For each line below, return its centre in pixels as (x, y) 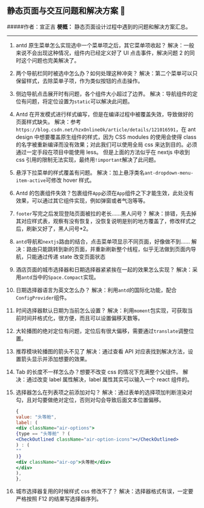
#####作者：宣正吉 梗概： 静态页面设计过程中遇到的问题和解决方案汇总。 (99, 27)
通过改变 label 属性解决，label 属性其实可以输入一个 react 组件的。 (110, 379)
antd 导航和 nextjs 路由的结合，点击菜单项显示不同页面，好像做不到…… (103, 241)
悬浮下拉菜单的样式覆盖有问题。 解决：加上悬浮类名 (80, 172)
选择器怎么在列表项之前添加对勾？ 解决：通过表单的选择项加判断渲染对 (104, 392)
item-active (31, 181)
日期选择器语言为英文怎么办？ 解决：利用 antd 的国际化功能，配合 (96, 290)
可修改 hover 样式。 (70, 180)
